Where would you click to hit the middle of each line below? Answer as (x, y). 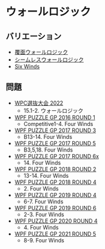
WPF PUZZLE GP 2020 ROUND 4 (56, 221)
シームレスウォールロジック (49, 60)
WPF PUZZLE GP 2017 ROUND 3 (55, 130)
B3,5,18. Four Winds (48, 150)
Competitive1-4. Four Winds (58, 124)
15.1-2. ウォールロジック (53, 110)
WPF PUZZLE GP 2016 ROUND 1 (55, 117)
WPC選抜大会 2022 (39, 103)
